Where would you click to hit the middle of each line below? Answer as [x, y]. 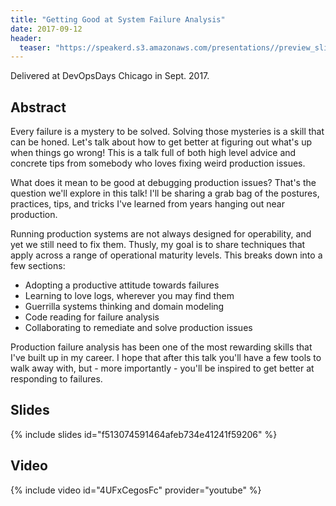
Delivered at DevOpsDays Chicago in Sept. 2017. [110, 76]
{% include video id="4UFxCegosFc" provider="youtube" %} [136, 490]
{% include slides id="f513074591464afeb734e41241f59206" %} [144, 434]
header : [26, 38]
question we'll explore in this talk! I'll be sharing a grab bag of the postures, [165, 193]
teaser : [35, 47]
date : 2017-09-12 [46, 29]
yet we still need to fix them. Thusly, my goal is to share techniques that [158, 245]
